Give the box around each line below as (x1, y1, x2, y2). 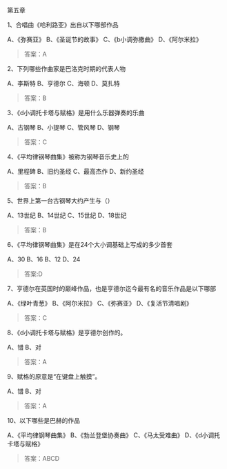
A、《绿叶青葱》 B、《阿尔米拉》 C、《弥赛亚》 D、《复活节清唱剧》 (7, 299, 193, 307)
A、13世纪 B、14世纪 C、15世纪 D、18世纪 (7, 211, 127, 219)
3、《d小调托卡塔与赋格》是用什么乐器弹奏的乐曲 (7, 109, 145, 117)
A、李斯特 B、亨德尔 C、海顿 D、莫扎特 (7, 79, 120, 88)
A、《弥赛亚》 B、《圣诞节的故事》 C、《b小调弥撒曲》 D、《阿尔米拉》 (7, 35, 202, 43)
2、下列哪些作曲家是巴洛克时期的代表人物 (7, 65, 126, 72)
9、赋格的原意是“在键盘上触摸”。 (7, 372, 101, 381)
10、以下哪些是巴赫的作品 (7, 417, 81, 424)
